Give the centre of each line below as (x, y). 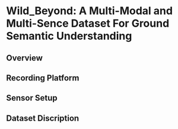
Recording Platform (43, 78)
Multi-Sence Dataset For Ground (88, 23)
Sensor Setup (32, 98)
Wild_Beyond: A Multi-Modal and (90, 11)
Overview (25, 58)
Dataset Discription (43, 118)
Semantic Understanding (69, 36)
